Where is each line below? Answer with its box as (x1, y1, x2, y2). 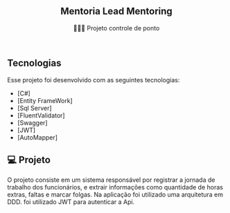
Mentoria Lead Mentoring (60, 6, 173, 17)
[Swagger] (17, 118, 48, 127)
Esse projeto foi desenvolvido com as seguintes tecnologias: (7, 75, 180, 84)
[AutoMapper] (17, 133, 57, 141)
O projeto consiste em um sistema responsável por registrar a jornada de (7, 176, 215, 184)
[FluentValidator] (17, 111, 65, 120)
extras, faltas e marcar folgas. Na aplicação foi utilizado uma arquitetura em (7, 190, 224, 199)
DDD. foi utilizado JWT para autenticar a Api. (7, 198, 135, 206)
